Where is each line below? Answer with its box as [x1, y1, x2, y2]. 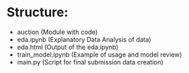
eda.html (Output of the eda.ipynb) [16, 43, 119, 51]
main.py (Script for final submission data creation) [16, 57, 164, 66]
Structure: [6, 4, 69, 21]
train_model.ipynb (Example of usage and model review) [16, 50, 183, 59]
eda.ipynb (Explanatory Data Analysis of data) [16, 35, 152, 43]
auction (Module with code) [16, 28, 98, 36]
